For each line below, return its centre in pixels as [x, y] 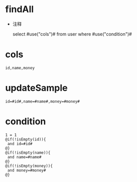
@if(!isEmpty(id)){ [26, 139]
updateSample [37, 88]
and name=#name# [24, 157]
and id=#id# [20, 144]
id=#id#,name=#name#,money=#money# [43, 101]
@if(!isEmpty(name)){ [28, 153]
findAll [20, 9]
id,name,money [20, 68]
